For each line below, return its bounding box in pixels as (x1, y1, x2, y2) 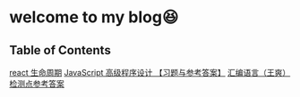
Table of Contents (9, 43, 112, 58)
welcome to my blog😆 (9, 7, 179, 28)
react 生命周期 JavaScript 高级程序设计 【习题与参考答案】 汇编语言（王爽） (9, 68, 291, 77)
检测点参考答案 (9, 78, 64, 89)
